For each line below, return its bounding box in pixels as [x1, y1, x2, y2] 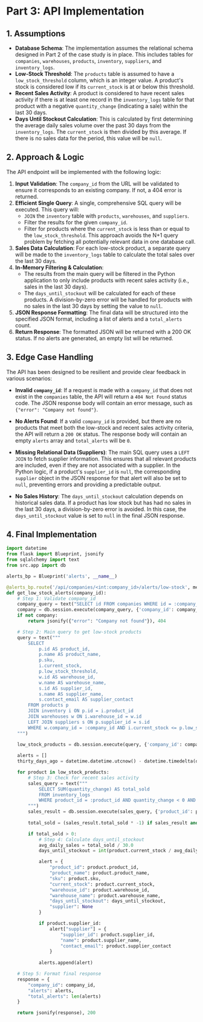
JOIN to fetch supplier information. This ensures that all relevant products [14, 455, 196, 462]
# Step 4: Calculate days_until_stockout [38, 837, 145, 843]
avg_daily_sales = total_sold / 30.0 [38, 842, 134, 848]
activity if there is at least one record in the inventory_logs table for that [14, 96, 195, 103]
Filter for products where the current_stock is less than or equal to [24, 225, 190, 232]
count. [14, 321, 31, 329]
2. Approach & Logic [6, 152, 85, 162]
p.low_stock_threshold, [38, 669, 98, 675]
